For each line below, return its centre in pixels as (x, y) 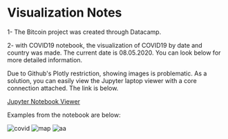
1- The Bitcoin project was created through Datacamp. (84, 32)
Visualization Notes (65, 13)
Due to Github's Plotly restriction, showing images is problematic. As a (107, 73)
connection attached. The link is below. (63, 88)
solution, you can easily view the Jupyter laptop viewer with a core (102, 80)
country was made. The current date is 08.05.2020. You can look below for (114, 53)
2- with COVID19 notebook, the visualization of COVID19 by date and (105, 45)
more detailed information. (45, 59)
